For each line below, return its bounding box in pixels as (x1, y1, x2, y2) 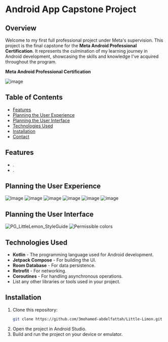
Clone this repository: (12, 306, 58, 313)
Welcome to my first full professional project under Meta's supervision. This (5, 37, 163, 43)
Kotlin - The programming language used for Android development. (12, 252, 154, 258)
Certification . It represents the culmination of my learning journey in (5, 48, 148, 54)
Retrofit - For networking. (12, 268, 67, 274)
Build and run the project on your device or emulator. (12, 331, 123, 337)
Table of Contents (5, 93, 63, 102)
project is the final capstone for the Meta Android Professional (5, 43, 137, 49)
